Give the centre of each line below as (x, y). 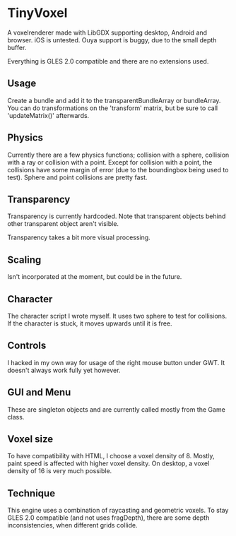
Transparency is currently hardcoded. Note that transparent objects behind (117, 216)
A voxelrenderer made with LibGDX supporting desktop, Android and (107, 32)
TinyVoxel (37, 13)
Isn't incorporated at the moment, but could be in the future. (95, 277)
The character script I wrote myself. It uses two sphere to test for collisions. (117, 316)
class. (16, 417)
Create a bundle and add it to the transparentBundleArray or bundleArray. (114, 100)
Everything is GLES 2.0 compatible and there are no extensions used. (108, 61)
